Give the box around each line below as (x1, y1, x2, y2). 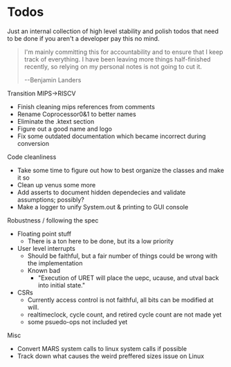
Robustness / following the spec (7, 216, 99, 225)
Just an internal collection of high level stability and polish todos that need (7, 27, 219, 35)
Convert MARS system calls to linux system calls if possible (17, 344, 187, 352)
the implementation (27, 258, 83, 267)
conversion (17, 139, 50, 147)
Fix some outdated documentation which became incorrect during (17, 132, 206, 140)
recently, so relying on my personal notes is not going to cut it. (24, 62, 203, 70)
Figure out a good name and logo (17, 124, 113, 133)
